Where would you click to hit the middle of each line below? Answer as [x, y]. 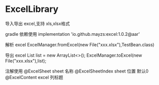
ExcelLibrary [32, 9]
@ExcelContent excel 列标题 [34, 77]
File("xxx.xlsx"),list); [26, 61]
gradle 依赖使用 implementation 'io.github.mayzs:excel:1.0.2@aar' [73, 34]
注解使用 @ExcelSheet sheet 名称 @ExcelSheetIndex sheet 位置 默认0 [77, 71]
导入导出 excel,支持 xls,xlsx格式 [38, 23]
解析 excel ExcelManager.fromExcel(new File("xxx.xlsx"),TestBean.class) [80, 44]
